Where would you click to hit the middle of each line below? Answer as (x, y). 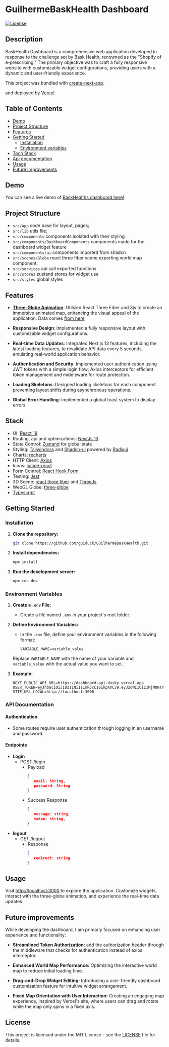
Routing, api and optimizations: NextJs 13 (55, 438)
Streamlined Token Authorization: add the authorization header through (88, 945)
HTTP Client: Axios (32, 460)
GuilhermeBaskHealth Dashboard (77, 9)
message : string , (52, 814)
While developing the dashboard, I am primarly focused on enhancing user (83, 929)
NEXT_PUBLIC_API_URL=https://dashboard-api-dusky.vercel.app (78, 683)
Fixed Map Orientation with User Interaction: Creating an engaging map (88, 996)
